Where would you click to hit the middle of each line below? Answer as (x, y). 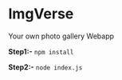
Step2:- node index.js (45, 67)
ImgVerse (41, 14)
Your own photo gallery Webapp (61, 36)
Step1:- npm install (41, 51)
